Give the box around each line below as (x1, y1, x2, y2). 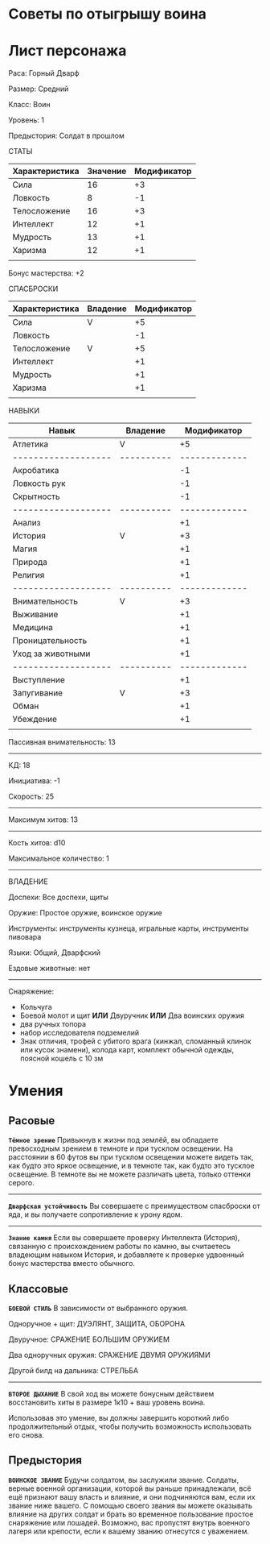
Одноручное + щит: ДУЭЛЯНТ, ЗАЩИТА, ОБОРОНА (8, 1318, 186, 1328)
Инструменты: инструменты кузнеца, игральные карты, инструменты (8, 923, 249, 933)
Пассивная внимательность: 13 (8, 737, 117, 747)
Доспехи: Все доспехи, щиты (8, 892, 108, 903)
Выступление (12, 674, 66, 686)
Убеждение (12, 714, 58, 725)
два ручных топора (19, 1019, 87, 1029)
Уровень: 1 (8, 115, 45, 125)
